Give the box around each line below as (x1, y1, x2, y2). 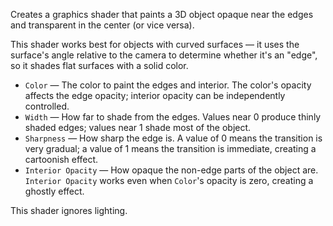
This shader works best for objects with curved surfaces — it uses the (10, 39, 300, 50)
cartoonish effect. (24, 154, 99, 165)
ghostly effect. (24, 185, 85, 197)
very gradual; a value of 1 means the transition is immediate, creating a (24, 143, 317, 154)
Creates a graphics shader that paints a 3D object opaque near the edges (10, 9, 314, 20)
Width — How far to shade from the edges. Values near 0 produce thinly (24, 111, 322, 123)
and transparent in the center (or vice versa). (10, 19, 195, 31)
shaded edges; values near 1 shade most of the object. (24, 122, 252, 133)
